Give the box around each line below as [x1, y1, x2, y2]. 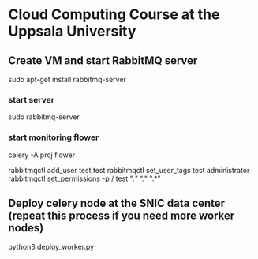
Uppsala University [8, 22, 136, 40]
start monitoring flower [8, 132, 99, 143]
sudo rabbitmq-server [8, 112, 80, 122]
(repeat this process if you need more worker [8, 208, 235, 222]
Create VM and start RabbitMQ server [8, 54, 198, 67]
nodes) [8, 221, 44, 235]
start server [8, 94, 55, 105]
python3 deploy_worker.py [8, 242, 95, 252]
